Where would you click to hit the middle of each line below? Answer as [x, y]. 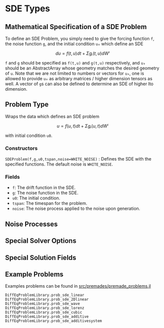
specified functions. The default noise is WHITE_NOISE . [59, 164]
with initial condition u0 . [29, 135]
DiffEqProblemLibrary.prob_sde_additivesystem [54, 321]
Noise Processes [31, 224]
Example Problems [34, 274]
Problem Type [27, 105]
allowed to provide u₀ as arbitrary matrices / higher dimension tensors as [79, 79]
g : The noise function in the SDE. [45, 193]
